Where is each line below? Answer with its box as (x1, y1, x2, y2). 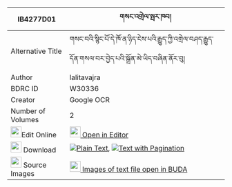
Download (23, 145, 57, 155)
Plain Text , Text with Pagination (76, 143, 185, 152)
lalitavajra (69, 72, 101, 82)
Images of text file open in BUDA (81, 165, 188, 174)
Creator (10, 95, 36, 104)
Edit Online (21, 130, 57, 139)
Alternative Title (10, 46, 62, 56)
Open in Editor (81, 130, 129, 139)
